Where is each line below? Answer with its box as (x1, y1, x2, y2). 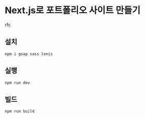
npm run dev (5, 80, 30, 85)
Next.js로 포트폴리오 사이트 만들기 (5, 5, 140, 16)
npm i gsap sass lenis (5, 51, 53, 56)
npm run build (5, 109, 35, 114)
